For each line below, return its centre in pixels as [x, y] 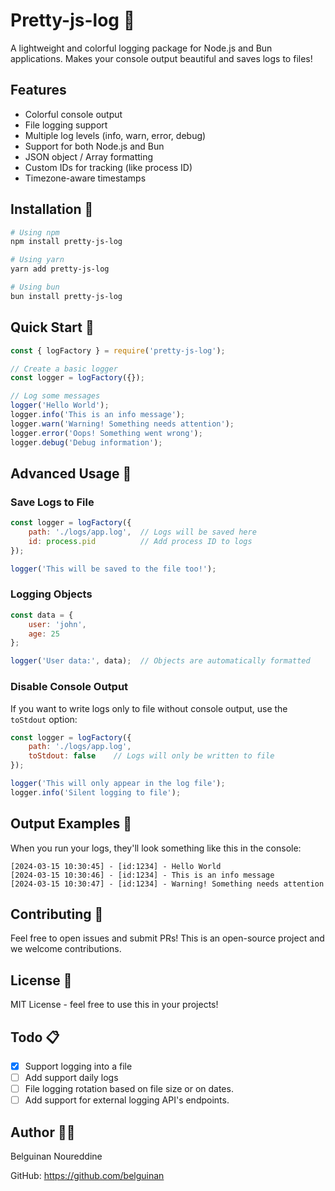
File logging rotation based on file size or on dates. [129, 1089]
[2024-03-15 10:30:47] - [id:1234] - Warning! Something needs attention [167, 884]
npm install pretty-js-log [66, 242]
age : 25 [44, 634]
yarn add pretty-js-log [60, 269]
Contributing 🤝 [57, 914]
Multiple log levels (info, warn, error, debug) [115, 135]
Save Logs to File [52, 502]
